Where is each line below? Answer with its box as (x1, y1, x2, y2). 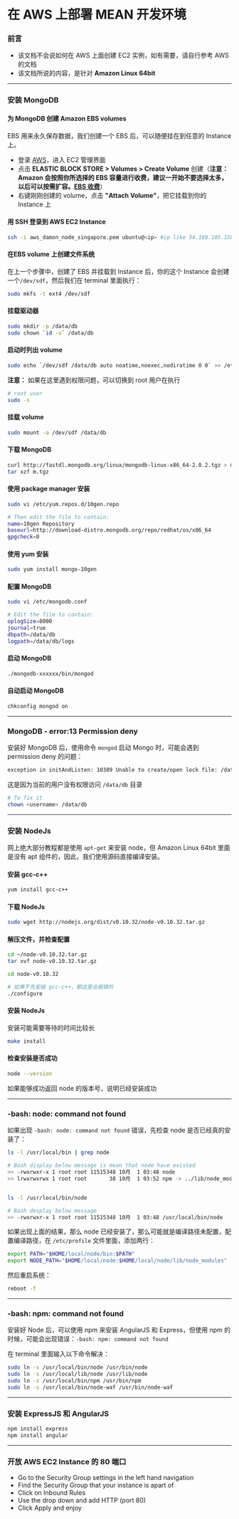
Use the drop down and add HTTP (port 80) (17, 1496, 147, 1505)
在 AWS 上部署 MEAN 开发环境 (7, 6, 186, 23)
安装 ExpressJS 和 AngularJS (7, 1409, 109, 1419)
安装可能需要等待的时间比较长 (7, 1024, 95, 1032)
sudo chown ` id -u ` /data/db (7, 329, 94, 337)
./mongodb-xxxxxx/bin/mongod (7, 670, 94, 677)
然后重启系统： (7, 1271, 51, 1280)
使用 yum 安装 (7, 550, 49, 558)
